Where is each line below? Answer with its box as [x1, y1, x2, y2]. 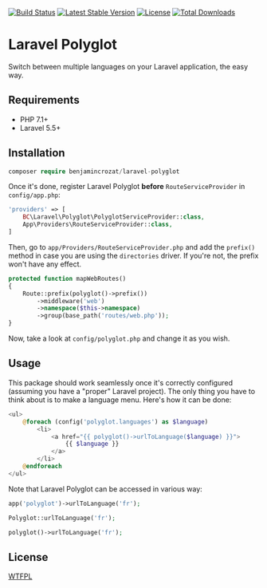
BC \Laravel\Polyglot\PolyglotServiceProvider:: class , [22, 213, 205, 221]
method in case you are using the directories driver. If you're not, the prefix [8, 251, 259, 260]
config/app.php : [8, 190, 61, 199]
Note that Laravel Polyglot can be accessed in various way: [8, 483, 203, 494]
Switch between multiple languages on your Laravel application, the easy [8, 61, 249, 71]
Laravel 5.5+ [19, 123, 61, 132]
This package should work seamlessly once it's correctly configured [8, 377, 234, 387]
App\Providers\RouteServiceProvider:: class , [22, 220, 173, 229]
